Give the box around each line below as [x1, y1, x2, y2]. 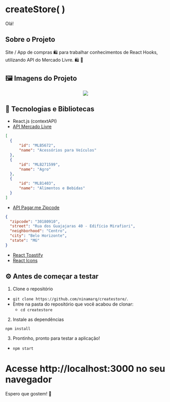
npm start [12, 346, 34, 351]
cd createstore [20, 307, 52, 312]
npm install [5, 326, 31, 331]
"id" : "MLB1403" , [18, 181, 56, 186]
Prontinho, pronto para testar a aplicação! [12, 335, 100, 341]
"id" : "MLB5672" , [18, 143, 56, 148]
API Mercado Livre [12, 123, 52, 130]
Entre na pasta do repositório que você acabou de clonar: [12, 301, 134, 307]
